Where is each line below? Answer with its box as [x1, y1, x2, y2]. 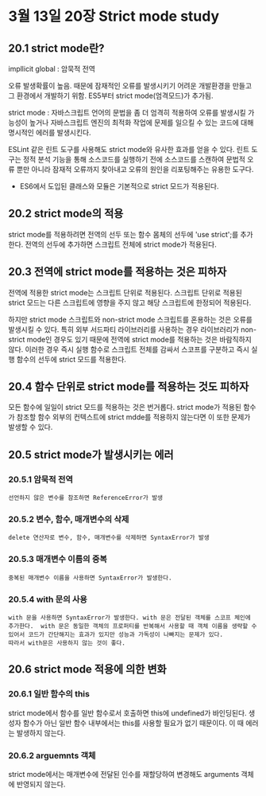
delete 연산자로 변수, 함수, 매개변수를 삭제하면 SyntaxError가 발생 [8, 534, 210, 542]
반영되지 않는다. [16, 779, 66, 789]
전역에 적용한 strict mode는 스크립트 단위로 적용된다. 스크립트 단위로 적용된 [8, 287, 242, 297]
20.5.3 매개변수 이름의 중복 [8, 554, 107, 565]
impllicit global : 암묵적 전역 [8, 64, 95, 73]
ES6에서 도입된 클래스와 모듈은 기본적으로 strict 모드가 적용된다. [19, 181, 219, 191]
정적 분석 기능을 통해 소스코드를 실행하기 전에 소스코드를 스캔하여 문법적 [22, 154, 246, 164]
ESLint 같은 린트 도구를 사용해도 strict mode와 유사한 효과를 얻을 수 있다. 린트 [8, 145, 250, 154]
